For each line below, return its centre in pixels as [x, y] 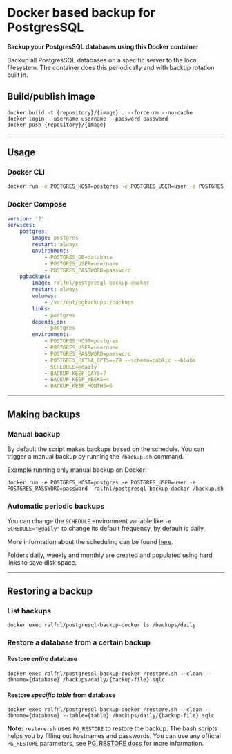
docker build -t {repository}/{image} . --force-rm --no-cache [100, 112]
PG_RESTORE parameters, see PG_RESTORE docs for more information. [106, 744]
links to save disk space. [42, 563]
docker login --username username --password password [88, 119]
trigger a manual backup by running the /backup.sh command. [96, 456]
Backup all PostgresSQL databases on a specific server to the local [103, 60]
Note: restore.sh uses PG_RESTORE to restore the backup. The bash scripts [112, 728]
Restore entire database [42, 659]
